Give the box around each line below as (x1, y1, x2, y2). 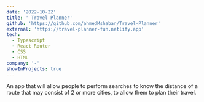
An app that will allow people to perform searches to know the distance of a (6, 82, 198, 90)
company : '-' (6, 60, 40, 66)
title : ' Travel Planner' (6, 15, 73, 21)
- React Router (12, 43, 51, 49)
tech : (6, 32, 20, 38)
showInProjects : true (6, 65, 62, 72)
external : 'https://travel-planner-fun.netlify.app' (6, 26, 144, 32)
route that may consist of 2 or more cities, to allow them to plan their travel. (6, 89, 197, 97)
